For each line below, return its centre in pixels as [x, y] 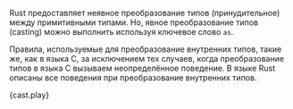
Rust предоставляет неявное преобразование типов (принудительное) [145, 13]
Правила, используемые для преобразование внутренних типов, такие [146, 49]
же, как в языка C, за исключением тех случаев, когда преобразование [146, 59]
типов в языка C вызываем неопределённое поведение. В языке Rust [142, 68]
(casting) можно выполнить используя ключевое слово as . [121, 32]
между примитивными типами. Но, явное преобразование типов [134, 22]
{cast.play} [29, 95]
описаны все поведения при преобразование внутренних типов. [133, 78]
